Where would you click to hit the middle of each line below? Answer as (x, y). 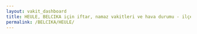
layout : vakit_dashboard (36, 11)
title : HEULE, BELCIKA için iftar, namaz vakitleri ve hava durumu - (93, 17)
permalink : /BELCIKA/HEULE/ (40, 22)
